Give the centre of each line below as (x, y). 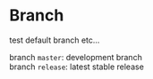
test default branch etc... (55, 40)
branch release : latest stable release (77, 67)
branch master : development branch (76, 57)
